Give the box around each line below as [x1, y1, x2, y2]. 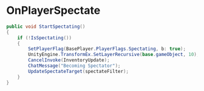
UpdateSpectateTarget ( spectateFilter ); [28, 68, 129, 74]
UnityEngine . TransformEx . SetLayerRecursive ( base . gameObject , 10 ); [28, 52, 200, 58]
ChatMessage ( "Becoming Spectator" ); [28, 63, 121, 69]
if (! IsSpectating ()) [17, 34, 72, 41]
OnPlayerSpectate [6, 4, 101, 17]
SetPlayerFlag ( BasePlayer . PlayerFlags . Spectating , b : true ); [28, 46, 186, 52]
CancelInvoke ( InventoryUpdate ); [28, 57, 110, 63]
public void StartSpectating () [6, 24, 86, 30]
